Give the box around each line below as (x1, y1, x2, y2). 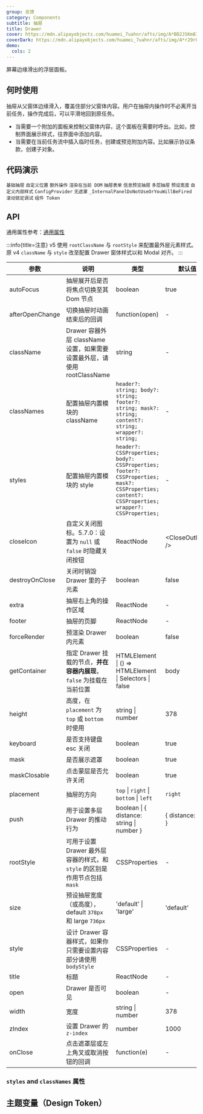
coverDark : (6, 37, 34, 43)
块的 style (66, 481, 94, 489)
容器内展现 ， (66, 667, 103, 676)
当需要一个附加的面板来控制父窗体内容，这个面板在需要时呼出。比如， (14, 122, 190, 130)
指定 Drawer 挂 (66, 649, 109, 658)
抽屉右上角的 (66, 597, 103, 605)
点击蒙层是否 (66, 767, 103, 776)
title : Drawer (6, 25, 42, 32)
